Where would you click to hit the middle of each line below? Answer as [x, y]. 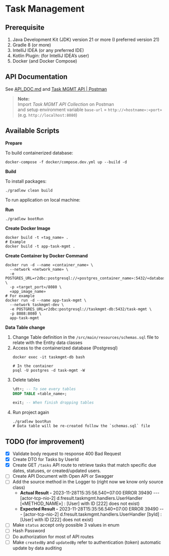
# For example [20, 296]
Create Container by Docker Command [47, 256]
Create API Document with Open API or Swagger [63, 476]
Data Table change [25, 327]
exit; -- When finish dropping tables [53, 403]
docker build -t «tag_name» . [37, 237]
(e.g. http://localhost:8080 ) [47, 115]
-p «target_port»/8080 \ [36, 287]
